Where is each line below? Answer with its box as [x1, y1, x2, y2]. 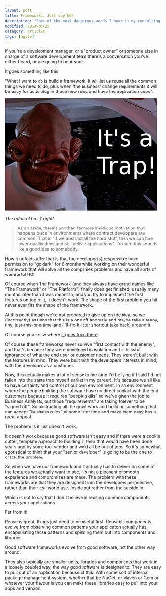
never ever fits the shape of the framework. [5, 302, 94, 308]
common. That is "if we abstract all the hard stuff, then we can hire [17, 235, 153, 241]
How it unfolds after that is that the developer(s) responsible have [5, 256, 139, 262]
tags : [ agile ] [5, 34, 35, 39]
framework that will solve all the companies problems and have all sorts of [5, 266, 157, 272]
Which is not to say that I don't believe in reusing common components [5, 495, 150, 500]
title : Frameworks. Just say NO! [5, 13, 74, 18]
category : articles [5, 29, 45, 34]
